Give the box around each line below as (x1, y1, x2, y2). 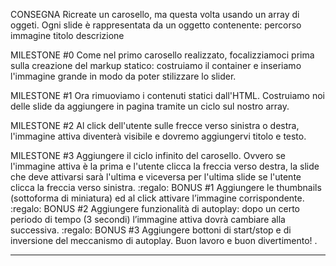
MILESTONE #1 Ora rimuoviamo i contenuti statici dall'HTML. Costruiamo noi (10, 90, 326, 101)
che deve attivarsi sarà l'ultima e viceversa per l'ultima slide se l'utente (10, 171, 302, 183)
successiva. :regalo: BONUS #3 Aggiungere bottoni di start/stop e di (10, 224, 292, 236)
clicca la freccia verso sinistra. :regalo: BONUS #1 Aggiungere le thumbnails (10, 182, 322, 193)
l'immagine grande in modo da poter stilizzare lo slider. (10, 70, 237, 82)
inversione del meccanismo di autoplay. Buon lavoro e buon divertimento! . (10, 235, 318, 246)
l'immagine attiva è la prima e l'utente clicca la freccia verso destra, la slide (10, 160, 320, 172)
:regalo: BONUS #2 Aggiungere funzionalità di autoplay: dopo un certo (10, 203, 300, 214)
